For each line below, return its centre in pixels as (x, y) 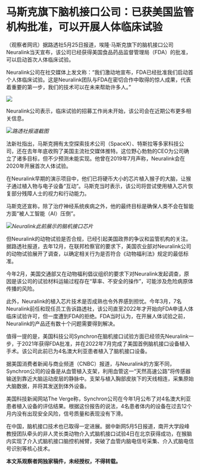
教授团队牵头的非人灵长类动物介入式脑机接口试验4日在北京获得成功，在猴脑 (99, 433)
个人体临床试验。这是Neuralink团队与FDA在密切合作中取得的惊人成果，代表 (99, 79)
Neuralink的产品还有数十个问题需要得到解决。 (62, 323)
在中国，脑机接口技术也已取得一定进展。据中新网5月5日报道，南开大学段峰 (98, 426)
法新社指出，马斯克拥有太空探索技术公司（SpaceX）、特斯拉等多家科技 (93, 143)
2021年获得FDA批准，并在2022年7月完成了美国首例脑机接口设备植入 (106, 343)
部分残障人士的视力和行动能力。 (50, 193)
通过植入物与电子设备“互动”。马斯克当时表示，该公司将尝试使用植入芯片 (100, 186)
